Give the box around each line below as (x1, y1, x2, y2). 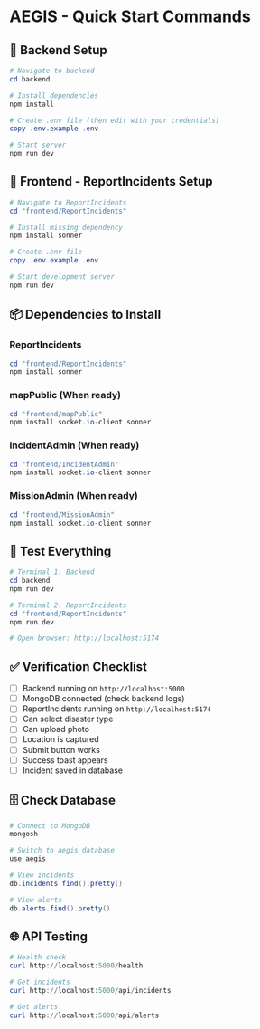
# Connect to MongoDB (9, 821, 91, 830)
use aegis (9, 854, 47, 863)
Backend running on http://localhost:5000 (22, 683, 185, 694)
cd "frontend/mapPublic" (9, 409, 103, 418)
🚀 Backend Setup (9, 43, 107, 58)
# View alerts (9, 895, 63, 904)
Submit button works (22, 744, 101, 755)
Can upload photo (22, 724, 90, 735)
